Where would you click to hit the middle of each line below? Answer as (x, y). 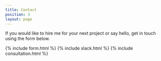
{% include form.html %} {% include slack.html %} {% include (69, 48)
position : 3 (17, 14)
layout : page (19, 19)
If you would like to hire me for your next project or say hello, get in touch (80, 33)
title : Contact (21, 10)
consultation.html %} (27, 53)
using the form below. (27, 38)
